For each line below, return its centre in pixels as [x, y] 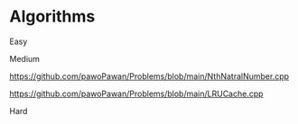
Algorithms [52, 17]
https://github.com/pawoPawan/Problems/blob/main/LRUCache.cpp [136, 93]
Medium [25, 58]
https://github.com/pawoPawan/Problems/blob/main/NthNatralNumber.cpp [149, 76]
